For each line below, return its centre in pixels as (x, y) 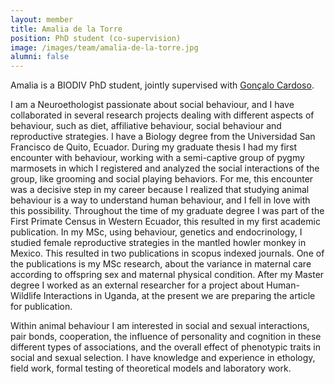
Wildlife (26, 296)
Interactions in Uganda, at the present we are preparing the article (179, 296)
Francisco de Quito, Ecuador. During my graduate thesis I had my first (154, 147)
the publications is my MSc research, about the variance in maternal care (161, 264)
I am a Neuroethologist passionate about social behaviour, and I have (152, 105)
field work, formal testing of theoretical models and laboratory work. (151, 368)
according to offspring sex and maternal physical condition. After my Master (167, 275)
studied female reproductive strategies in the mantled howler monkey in (158, 243)
